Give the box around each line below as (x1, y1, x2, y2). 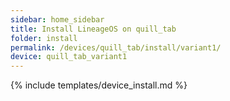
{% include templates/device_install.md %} (10, 79, 188, 91)
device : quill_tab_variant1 (10, 52, 128, 62)
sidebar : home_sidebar (10, 14, 105, 25)
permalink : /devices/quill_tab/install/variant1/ (10, 42, 222, 53)
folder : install (10, 33, 78, 43)
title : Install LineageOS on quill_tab (10, 24, 177, 34)
